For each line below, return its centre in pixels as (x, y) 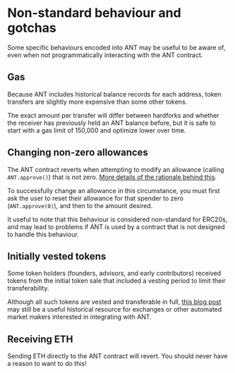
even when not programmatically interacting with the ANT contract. (105, 55)
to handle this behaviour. (43, 234)
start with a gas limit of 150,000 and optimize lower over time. (97, 130)
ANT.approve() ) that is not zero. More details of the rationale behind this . (112, 177)
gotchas (32, 28)
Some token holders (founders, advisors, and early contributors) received (114, 274)
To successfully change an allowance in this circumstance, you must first (114, 190)
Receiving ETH (40, 339)
